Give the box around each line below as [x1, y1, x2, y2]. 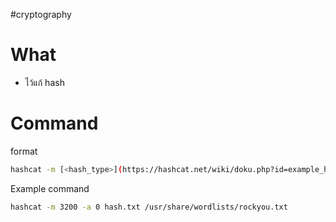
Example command [10, 182, 90, 194]
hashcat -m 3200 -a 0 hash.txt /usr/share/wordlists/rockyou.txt [10, 202, 288, 212]
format [10, 145, 38, 157]
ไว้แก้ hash [24, 76, 65, 88]
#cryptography [10, 9, 72, 20]
